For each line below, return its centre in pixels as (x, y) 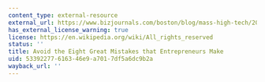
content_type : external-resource (63, 15)
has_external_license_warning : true (68, 30)
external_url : (32, 23)
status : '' (26, 45)
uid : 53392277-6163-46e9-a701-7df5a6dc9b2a (81, 59)
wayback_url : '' (35, 66)
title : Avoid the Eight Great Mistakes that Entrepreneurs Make (116, 52)
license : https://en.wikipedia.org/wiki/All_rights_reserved (111, 37)
